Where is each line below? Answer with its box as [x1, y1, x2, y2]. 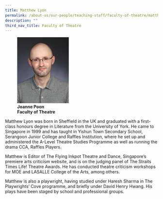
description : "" [5, 18, 38, 23]
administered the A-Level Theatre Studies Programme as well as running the [5, 139, 158, 145]
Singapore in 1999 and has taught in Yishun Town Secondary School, [5, 129, 143, 135]
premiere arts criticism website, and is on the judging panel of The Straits [5, 159, 152, 165]
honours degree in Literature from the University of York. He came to [16, 123, 154, 129]
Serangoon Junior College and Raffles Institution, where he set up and [5, 134, 146, 140]
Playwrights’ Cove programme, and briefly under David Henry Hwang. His [5, 184, 153, 189]
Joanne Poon [17, 104, 45, 110]
